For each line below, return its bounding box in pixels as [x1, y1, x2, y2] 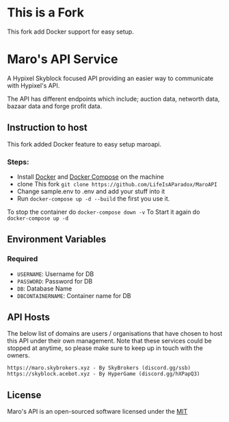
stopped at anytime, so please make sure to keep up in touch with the [7, 344, 203, 352]
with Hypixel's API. [7, 81, 60, 90]
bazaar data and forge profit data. [7, 101, 103, 110]
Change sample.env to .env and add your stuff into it [16, 187, 165, 195]
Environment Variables [7, 234, 107, 245]
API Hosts [7, 312, 50, 323]
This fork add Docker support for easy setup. [7, 27, 135, 36]
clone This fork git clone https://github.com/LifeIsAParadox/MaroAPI [16, 179, 217, 188]
